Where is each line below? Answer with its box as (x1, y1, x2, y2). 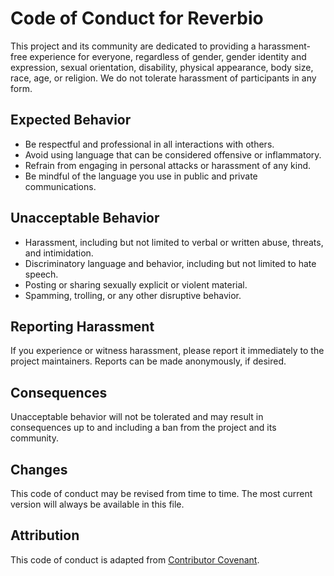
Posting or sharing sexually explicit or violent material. (24, 278, 248, 291)
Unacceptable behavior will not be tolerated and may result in (10, 411, 264, 423)
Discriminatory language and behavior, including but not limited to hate (24, 257, 317, 269)
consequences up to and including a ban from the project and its (10, 422, 277, 434)
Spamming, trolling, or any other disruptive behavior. (24, 289, 242, 301)
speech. (24, 268, 59, 280)
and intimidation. (24, 247, 94, 259)
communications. (24, 180, 97, 192)
